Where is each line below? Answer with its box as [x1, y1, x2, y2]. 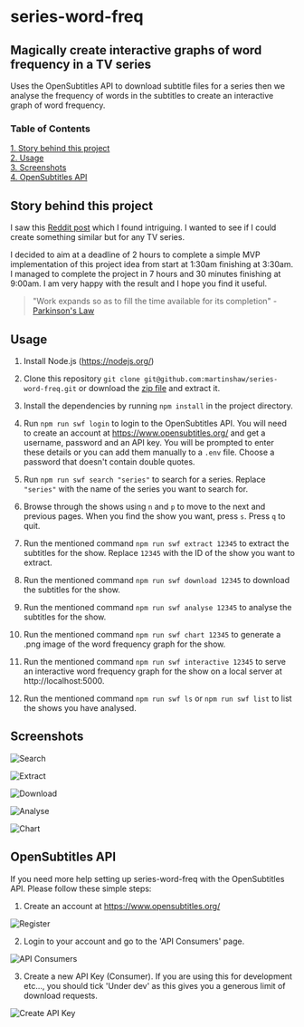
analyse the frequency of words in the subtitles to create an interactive [10, 91, 274, 101]
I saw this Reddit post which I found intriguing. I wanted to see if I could [10, 222, 277, 233]
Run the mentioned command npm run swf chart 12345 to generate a [23, 629, 281, 639]
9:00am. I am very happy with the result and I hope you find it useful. [10, 278, 268, 289]
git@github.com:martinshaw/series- [144, 374, 279, 384]
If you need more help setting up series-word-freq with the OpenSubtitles [10, 873, 285, 884]
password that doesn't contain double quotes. [23, 456, 195, 467]
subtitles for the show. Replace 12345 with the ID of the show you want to [23, 547, 295, 558]
